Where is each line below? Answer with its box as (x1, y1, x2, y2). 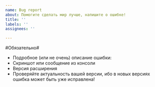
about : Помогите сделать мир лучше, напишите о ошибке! (5, 12, 126, 17)
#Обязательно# (5, 45, 40, 51)
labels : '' (5, 21, 28, 27)
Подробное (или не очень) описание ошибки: (12, 54, 112, 61)
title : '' (5, 17, 26, 22)
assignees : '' (5, 26, 36, 32)
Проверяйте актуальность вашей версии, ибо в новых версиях (12, 71, 150, 77)
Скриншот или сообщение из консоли (12, 60, 96, 66)
